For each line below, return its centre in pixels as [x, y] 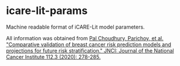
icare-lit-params [47, 11]
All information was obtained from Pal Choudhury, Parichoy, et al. [85, 38]
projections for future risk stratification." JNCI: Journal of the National [90, 50]
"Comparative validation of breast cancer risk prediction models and [89, 44]
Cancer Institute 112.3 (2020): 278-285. [53, 57]
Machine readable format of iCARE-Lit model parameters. [75, 27]
